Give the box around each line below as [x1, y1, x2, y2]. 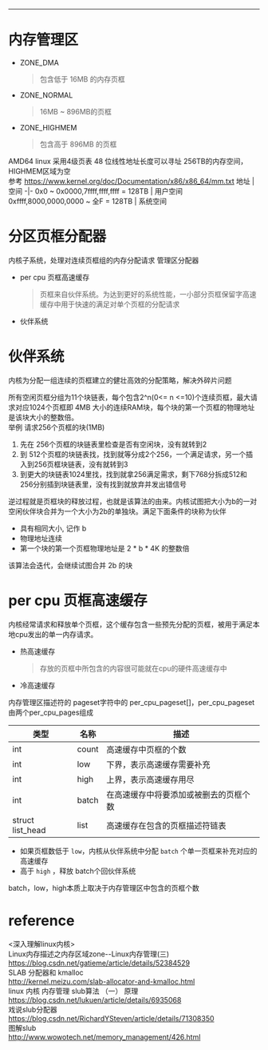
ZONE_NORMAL [19, 90, 73, 100]
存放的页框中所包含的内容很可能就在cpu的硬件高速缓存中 [39, 663, 227, 673]
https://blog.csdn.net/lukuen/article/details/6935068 [8, 995, 182, 1004]
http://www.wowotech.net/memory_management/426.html [8, 1032, 201, 1041]
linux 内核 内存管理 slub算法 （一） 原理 [8, 986, 139, 996]
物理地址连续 [19, 533, 62, 543]
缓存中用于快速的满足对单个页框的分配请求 [39, 299, 180, 309]
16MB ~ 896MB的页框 [39, 106, 112, 116]
